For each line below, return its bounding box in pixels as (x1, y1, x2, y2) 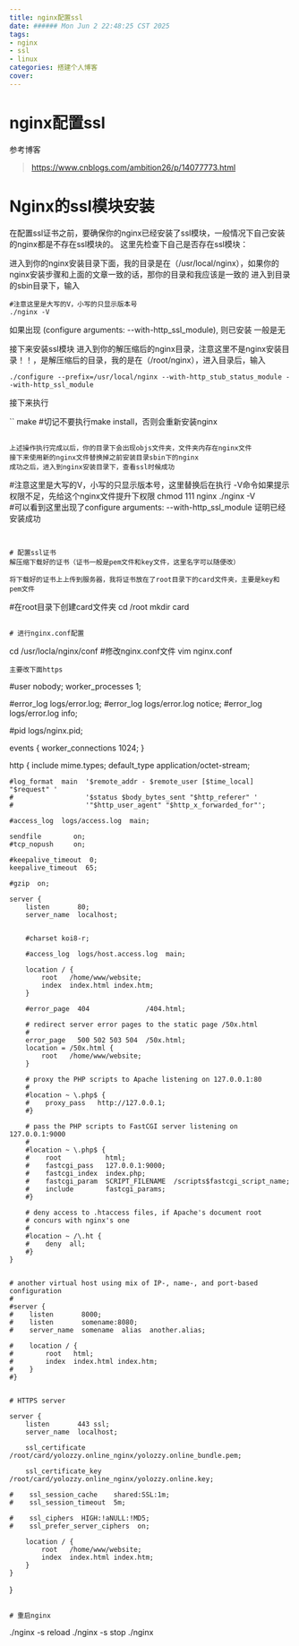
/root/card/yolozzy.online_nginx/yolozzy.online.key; (9, 1474, 215, 1483)
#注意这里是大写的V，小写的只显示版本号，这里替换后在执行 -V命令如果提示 (9, 479, 290, 490)
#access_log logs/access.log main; (9, 816, 150, 825)
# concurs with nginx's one (25, 1215, 130, 1225)
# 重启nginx (9, 1611, 51, 1620)
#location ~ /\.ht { (25, 1231, 102, 1240)
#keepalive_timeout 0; (9, 855, 98, 864)
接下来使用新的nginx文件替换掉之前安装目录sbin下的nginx (9, 453, 200, 462)
